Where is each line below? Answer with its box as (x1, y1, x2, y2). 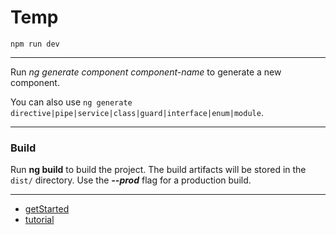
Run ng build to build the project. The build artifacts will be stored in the (10, 164, 307, 176)
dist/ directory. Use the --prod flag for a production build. (10, 174, 252, 186)
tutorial (24, 214, 55, 226)
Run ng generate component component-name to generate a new (10, 66, 282, 78)
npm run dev (10, 39, 60, 49)
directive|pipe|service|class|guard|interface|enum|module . (10, 106, 264, 118)
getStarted (24, 203, 70, 215)
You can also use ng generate (10, 96, 133, 108)
